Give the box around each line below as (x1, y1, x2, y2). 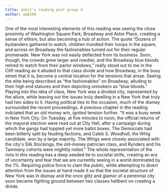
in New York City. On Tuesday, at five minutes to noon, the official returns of (5, 115, 160, 121)
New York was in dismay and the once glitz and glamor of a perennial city (5, 173, 155, 179)
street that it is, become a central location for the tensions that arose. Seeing (5, 73, 161, 79)
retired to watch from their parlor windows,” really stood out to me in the (5, 62, 152, 68)
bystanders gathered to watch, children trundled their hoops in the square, (5, 41, 157, 47)
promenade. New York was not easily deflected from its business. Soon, (5, 51, 152, 57)
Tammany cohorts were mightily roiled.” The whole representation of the (5, 146, 153, 152)
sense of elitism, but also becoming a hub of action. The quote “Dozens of (5, 36, 157, 42)
